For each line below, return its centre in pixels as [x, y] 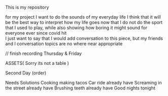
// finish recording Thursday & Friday [44, 53]
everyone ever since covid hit [36, 33]
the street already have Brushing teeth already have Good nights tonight [80, 88]
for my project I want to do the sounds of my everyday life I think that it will [83, 17]
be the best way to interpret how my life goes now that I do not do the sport [84, 22]
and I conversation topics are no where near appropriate [64, 44]
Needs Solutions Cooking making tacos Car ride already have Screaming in [83, 83]
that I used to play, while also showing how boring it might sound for [76, 28]
